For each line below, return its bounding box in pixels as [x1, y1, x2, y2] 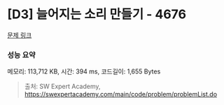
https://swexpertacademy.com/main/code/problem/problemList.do [24, 90, 218, 99]
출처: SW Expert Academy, [24, 82, 101, 91]
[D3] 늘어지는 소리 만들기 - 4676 [7, 6, 187, 22]
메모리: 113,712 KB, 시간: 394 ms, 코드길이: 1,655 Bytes [7, 67, 161, 76]
